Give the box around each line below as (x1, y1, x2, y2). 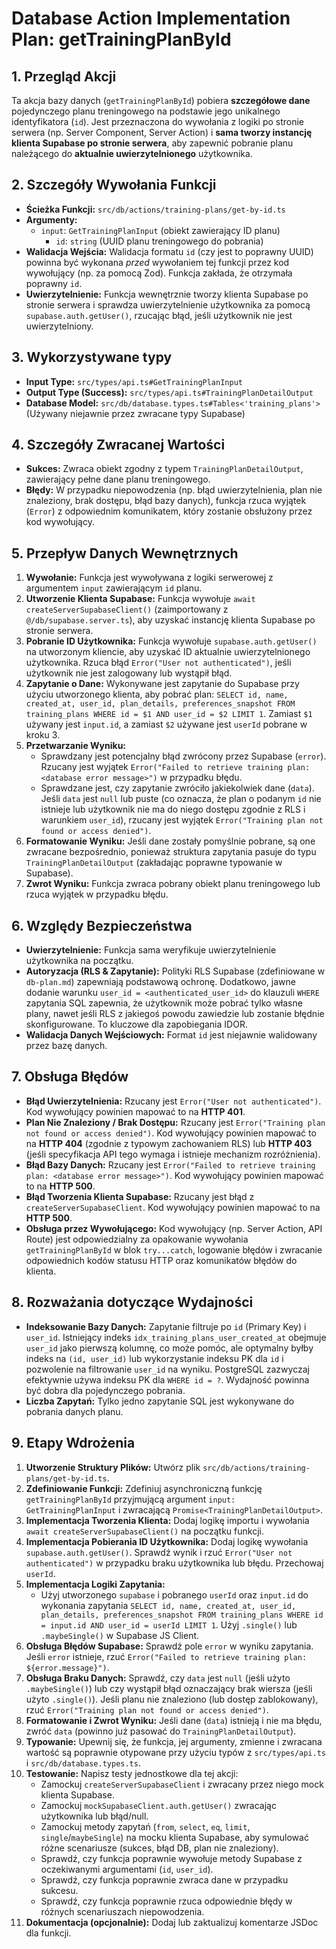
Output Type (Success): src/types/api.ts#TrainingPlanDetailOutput (25, 386, 314, 398)
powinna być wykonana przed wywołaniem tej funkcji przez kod (25, 256, 290, 268)
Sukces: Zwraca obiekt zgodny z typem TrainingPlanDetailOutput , (25, 463, 304, 475)
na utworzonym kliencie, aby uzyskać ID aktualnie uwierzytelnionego (25, 646, 311, 658)
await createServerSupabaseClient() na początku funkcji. (25, 1525, 264, 1537)
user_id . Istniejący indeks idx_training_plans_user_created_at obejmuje (25, 1331, 327, 1343)
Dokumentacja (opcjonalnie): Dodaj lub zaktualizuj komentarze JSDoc (25, 1916, 319, 1928)
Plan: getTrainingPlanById (11, 28, 232, 51)
